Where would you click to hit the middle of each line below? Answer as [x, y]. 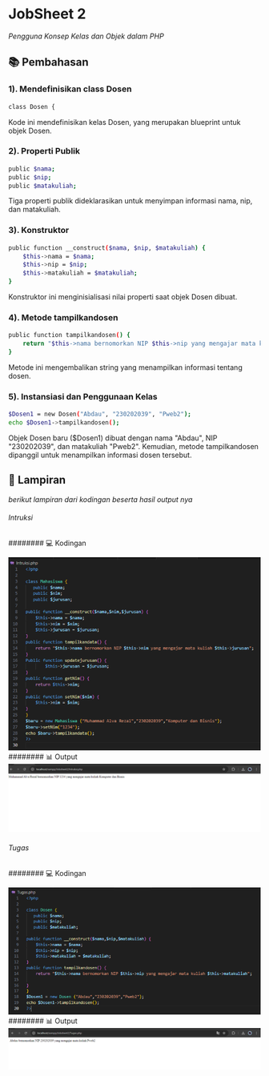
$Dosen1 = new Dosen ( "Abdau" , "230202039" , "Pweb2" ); [100, 414]
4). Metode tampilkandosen [63, 318]
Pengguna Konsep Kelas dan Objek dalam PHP [86, 36]
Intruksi [21, 518]
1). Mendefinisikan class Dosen [70, 89]
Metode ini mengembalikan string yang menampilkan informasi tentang [125, 367]
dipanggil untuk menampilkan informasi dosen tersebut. [100, 455]
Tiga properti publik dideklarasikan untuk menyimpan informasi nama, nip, [130, 201]
